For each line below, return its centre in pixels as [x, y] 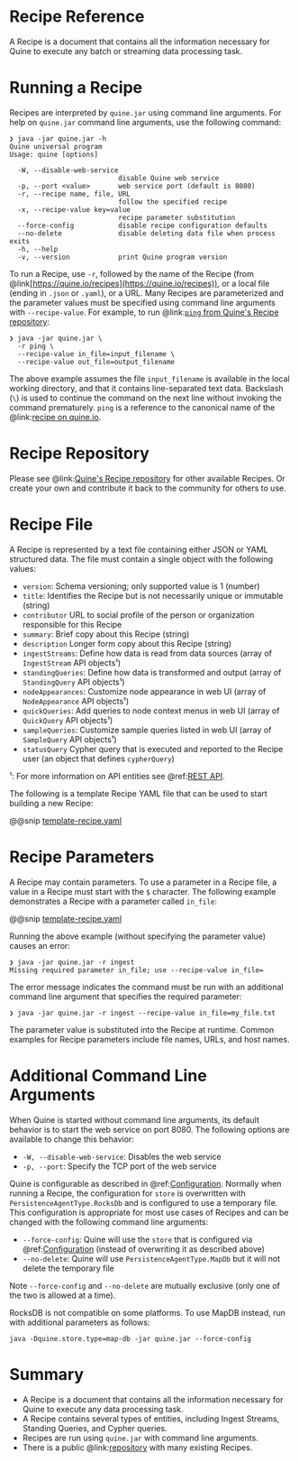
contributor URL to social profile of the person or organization [138, 614]
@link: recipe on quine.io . [55, 417]
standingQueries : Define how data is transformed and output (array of [152, 672]
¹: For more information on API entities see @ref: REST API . [117, 776]
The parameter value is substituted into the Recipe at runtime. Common [142, 1029]
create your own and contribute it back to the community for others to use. [148, 488]
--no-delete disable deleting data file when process [147, 233]
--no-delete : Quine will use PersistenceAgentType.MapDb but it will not [151, 1258]
